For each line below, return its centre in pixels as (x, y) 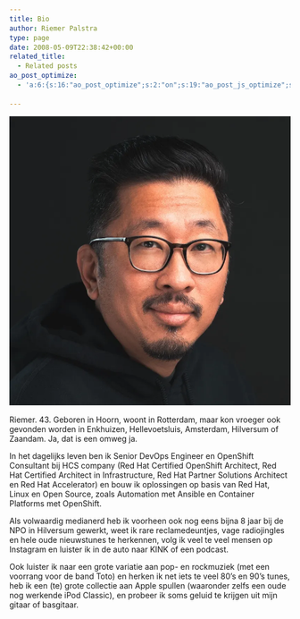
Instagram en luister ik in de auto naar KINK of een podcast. (119, 549)
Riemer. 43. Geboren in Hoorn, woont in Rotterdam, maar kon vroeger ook (145, 420)
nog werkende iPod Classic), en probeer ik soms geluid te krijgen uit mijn (144, 595)
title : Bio (29, 19)
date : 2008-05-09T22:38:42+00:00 (71, 47)
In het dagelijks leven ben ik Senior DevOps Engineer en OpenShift (132, 455)
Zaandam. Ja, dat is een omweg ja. (74, 438)
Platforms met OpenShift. (56, 503)
